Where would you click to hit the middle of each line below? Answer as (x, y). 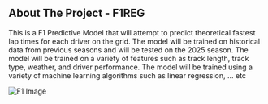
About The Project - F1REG (77, 13)
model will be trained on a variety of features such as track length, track (129, 58)
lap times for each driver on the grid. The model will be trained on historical (134, 41)
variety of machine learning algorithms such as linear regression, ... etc (127, 75)
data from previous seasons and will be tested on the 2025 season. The (129, 50)
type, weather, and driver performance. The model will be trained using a (131, 67)
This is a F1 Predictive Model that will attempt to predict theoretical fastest (132, 32)
